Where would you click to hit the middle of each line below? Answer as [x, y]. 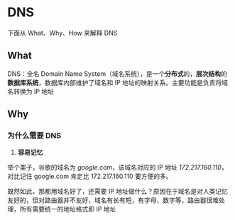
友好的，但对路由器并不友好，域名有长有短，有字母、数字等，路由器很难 [113, 200]
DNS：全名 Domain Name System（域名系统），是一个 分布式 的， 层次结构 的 [117, 73]
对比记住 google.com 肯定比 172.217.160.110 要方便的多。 [90, 176]
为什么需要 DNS [34, 136]
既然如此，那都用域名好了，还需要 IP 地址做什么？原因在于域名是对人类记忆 [118, 192]
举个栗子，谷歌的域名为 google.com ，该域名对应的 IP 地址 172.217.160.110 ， [117, 167]
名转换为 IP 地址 [31, 91]
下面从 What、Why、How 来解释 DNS [62, 33]
